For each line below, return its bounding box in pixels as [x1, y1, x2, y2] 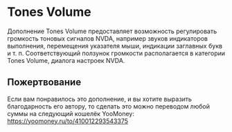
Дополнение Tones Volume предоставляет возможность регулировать [7, 27, 217, 35]
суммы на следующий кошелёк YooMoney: [7, 109, 135, 117]
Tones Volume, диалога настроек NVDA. [7, 56, 125, 64]
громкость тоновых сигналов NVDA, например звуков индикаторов [7, 34, 208, 42]
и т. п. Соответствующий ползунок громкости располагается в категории [7, 49, 226, 57]
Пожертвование [7, 77, 82, 88]
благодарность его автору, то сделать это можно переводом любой [7, 102, 210, 111]
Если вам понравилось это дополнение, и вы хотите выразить [7, 95, 193, 103]
